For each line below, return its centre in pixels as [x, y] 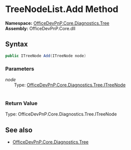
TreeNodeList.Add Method [62, 9]
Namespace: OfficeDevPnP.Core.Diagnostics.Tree [57, 23]
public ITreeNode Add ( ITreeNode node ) [46, 56]
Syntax [17, 44]
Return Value [21, 103]
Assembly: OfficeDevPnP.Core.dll [40, 28]
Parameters [20, 69]
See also [19, 130]
